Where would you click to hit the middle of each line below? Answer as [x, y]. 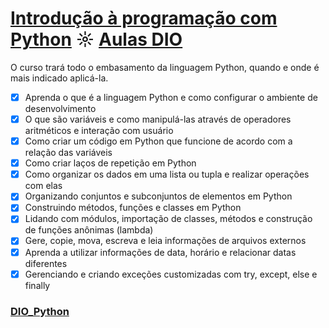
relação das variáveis [68, 153]
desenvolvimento [60, 108]
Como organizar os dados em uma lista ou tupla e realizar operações [167, 174]
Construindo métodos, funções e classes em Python [133, 208]
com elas [43, 186]
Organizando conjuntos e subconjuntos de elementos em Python [158, 196]
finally [37, 285]
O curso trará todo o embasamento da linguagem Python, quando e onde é [165, 67]
